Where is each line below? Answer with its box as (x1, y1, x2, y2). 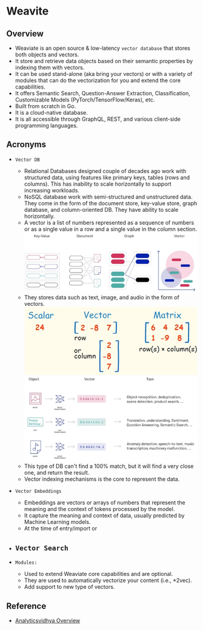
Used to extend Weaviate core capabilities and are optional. (24, 571, 173, 578)
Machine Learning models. (24, 518, 91, 526)
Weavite (6, 4, 49, 18)
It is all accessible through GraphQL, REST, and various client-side (15, 115, 181, 123)
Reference (6, 601, 47, 611)
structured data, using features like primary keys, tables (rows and (24, 174, 190, 181)
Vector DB (15, 157, 41, 163)
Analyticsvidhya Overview (15, 617, 81, 624)
